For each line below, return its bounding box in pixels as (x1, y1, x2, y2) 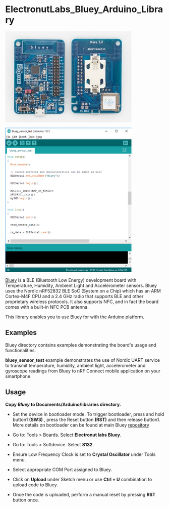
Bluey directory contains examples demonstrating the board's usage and (5, 342, 156, 348)
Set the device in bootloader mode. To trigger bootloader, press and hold (12, 411, 164, 417)
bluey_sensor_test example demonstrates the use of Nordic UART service (5, 357, 160, 363)
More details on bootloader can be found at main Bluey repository (12, 421, 150, 428)
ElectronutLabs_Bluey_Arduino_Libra (5, 4, 163, 15)
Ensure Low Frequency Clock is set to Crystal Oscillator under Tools (12, 451, 156, 457)
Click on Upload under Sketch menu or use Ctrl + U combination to (12, 476, 152, 482)
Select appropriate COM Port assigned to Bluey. (12, 467, 112, 473)
